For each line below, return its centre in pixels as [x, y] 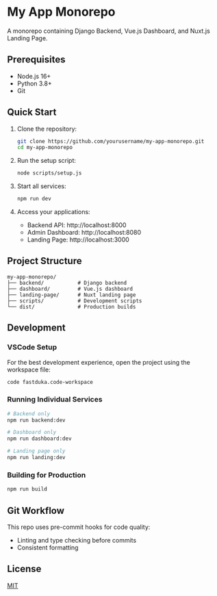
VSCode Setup [32, 348]
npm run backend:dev [37, 420]
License [24, 569]
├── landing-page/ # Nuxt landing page [72, 295]
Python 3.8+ [35, 83]
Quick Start [32, 113]
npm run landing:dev [37, 458]
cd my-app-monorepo [45, 148]
